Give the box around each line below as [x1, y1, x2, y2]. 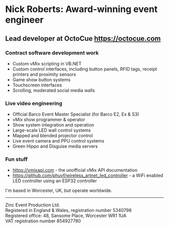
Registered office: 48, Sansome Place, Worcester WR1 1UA [5, 212, 127, 219]
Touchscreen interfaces [12, 82, 62, 88]
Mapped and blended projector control [12, 133, 93, 139]
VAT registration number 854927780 [5, 218, 81, 224]
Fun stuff [5, 156, 28, 163]
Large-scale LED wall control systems [12, 127, 91, 134]
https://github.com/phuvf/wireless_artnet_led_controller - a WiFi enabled [12, 172, 163, 179]
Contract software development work [5, 49, 99, 56]
